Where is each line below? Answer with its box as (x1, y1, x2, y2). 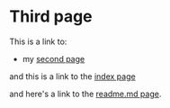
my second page (22, 53, 85, 64)
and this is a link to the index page (9, 70, 137, 82)
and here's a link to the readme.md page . (9, 88, 162, 99)
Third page (9, 6, 93, 27)
